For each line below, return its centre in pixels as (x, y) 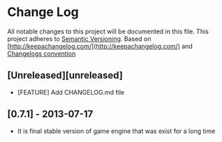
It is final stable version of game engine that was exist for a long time (116, 131)
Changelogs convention (42, 54)
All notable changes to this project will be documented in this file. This (108, 31)
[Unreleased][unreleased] (65, 76)
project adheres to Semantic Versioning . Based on (79, 38)
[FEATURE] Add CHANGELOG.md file (71, 92)
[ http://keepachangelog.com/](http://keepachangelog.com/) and (100, 46)
